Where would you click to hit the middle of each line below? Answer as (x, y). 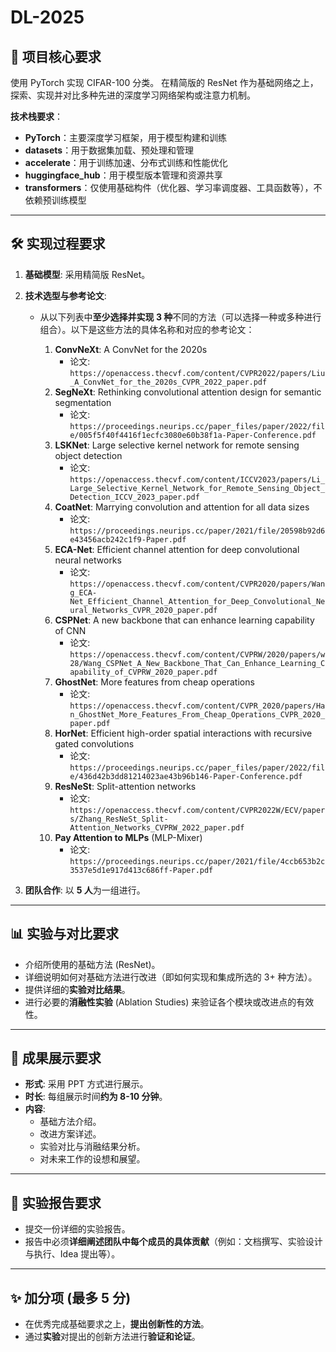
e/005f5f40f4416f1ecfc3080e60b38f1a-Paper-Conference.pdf (193, 435)
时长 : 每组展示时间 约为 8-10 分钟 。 (96, 1097)
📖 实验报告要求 (56, 1202)
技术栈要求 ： (36, 116)
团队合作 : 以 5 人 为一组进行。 (85, 890)
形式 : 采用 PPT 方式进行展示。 (86, 1084)
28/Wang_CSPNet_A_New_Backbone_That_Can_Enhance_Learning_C (197, 663)
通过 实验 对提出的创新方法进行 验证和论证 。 (112, 1337)
